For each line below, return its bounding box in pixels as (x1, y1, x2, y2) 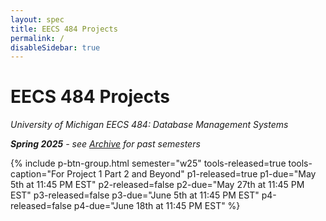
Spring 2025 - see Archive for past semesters (10, 138, 201, 150)
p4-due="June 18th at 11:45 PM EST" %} (73, 200, 241, 212)
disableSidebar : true (10, 42, 101, 53)
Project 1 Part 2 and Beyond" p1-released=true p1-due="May (66, 168, 317, 180)
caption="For (10, 168, 65, 180)
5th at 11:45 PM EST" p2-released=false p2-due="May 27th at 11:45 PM (10, 179, 305, 191)
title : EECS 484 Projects (10, 24, 118, 34)
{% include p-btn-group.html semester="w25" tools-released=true (10, 157, 287, 170)
